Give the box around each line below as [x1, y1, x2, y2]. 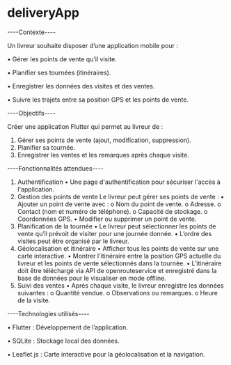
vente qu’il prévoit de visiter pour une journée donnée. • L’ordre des [17, 229, 212, 238]
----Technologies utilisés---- [7, 309, 90, 318]
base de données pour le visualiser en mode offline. [17, 274, 167, 282]
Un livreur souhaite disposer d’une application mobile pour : [7, 41, 179, 49]
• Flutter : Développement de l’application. [7, 323, 129, 332]
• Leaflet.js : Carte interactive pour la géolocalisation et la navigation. [7, 350, 205, 358]
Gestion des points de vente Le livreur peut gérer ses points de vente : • [17, 192, 225, 201]
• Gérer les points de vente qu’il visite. [7, 54, 117, 63]
